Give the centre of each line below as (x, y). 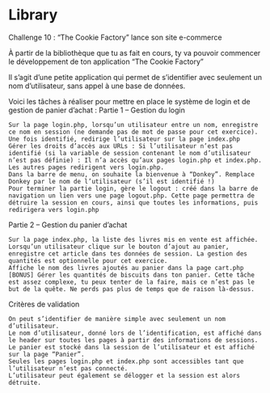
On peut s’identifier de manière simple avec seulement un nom (117, 319)
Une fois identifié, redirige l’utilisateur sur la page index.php (124, 139)
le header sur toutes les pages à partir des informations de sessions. (133, 340)
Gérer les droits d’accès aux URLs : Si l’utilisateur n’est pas (120, 146)
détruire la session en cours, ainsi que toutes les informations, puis (133, 203)
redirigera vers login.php (54, 209)
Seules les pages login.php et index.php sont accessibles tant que (126, 361)
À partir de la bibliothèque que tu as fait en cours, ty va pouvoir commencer (135, 53)
